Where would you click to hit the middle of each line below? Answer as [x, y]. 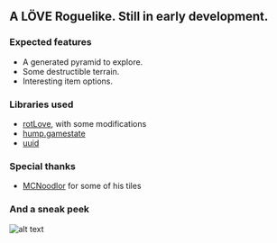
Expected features [51, 42]
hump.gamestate [54, 133]
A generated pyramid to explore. [83, 62]
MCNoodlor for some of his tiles [82, 186]
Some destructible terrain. [71, 71]
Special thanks [43, 166]
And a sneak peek [50, 210]
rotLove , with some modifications [84, 123]
